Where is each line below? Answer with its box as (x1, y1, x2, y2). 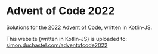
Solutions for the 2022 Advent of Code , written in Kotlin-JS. (6, 24, 153, 31)
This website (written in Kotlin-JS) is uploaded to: (6, 35, 127, 42)
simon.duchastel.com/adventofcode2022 (6, 42, 108, 49)
